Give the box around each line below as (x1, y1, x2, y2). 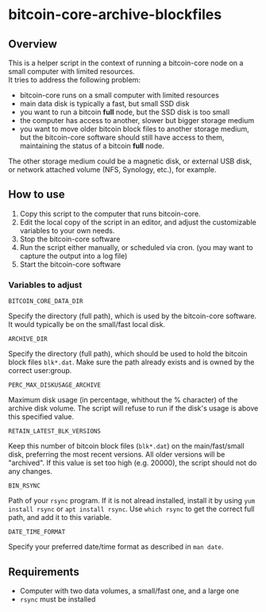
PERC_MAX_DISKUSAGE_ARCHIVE (8, 381, 102, 390)
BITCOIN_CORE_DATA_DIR (8, 298, 83, 306)
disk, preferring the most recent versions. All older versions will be (8, 450, 226, 460)
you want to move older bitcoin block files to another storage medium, (19, 125, 250, 133)
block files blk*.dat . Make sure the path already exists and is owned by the (8, 357, 255, 367)
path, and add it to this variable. (8, 513, 112, 522)
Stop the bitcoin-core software (19, 234, 121, 244)
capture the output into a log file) (19, 251, 128, 260)
